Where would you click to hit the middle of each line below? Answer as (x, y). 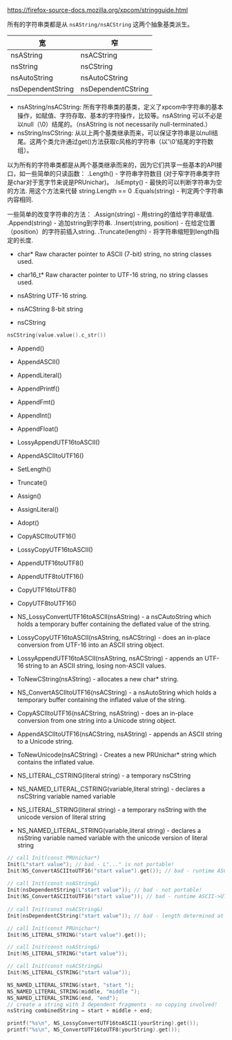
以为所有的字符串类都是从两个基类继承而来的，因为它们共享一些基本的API (112, 165)
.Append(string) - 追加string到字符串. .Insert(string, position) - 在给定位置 (111, 223)
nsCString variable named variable (66, 796)
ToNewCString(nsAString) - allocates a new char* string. (98, 679)
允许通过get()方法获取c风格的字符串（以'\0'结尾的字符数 (134, 142)
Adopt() (28, 523)
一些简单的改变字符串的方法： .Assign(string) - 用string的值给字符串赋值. (110, 214)
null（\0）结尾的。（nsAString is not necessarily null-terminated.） (117, 124)
